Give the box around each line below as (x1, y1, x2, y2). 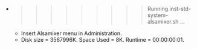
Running (147, 5, 169, 12)
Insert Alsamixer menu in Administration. (21, 30, 122, 37)
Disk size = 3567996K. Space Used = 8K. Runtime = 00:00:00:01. (21, 36, 184, 43)
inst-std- (169, 5, 192, 12)
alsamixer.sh (147, 18, 179, 25)
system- (147, 11, 168, 19)
